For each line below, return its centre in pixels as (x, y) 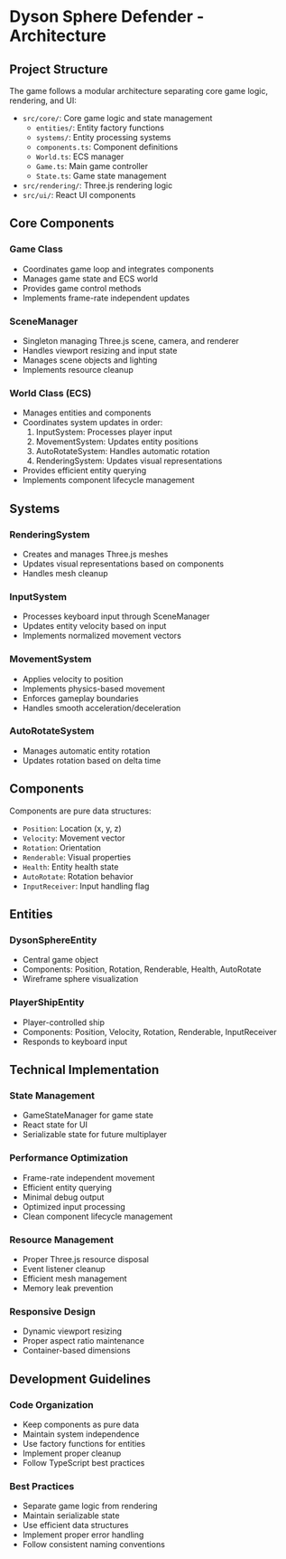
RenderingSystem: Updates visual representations (129, 461)
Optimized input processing (74, 1206)
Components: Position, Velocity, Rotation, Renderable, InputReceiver (149, 1031)
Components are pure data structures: (80, 811)
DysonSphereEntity (53, 940)
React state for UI (55, 1125)
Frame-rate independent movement (88, 1177)
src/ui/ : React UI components (79, 195)
